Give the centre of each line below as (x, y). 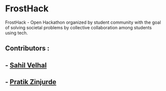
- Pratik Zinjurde (31, 82)
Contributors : (27, 48)
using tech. (17, 33)
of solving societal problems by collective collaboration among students (79, 27)
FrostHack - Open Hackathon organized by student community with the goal (83, 22)
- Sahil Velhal (26, 65)
